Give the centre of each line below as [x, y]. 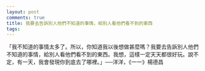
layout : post [23, 12]
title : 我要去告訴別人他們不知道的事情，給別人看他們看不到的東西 [80, 23]
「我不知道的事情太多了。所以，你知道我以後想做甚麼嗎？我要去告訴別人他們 [103, 47]
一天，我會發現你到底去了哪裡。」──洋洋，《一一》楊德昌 [93, 62]
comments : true [26, 18]
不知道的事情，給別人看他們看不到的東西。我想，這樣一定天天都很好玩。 [97, 55]
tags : [13, 29]
